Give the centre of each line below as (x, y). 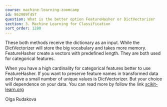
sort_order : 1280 (23, 28)
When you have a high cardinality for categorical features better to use (78, 68)
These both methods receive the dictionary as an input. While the (72, 42)
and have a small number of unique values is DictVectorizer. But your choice (84, 79)
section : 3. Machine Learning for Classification (58, 24)
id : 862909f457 (21, 14)
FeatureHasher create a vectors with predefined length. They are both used (83, 53)
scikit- (151, 84)
